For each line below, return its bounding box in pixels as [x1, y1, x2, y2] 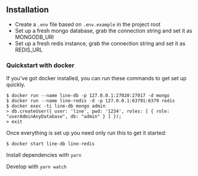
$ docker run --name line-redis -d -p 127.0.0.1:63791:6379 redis [6, 98, 175, 104]
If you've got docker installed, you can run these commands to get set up [6, 75, 187, 82]
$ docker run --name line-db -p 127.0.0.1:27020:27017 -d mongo [6, 93, 170, 99]
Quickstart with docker [6, 61, 75, 69]
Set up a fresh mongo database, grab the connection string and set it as [14, 27, 193, 34]
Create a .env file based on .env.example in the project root [14, 20, 161, 28]
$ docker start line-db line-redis [6, 141, 95, 147]
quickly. [6, 81, 26, 89]
